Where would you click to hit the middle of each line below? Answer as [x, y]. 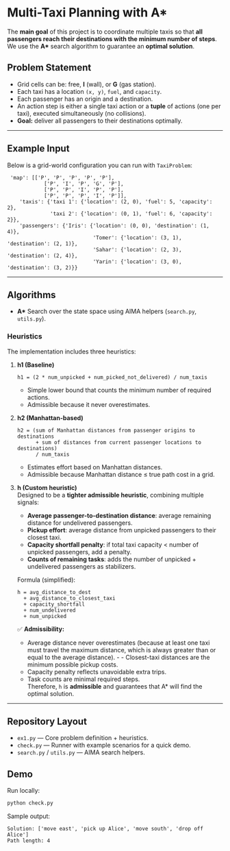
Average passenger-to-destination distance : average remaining [119, 515]
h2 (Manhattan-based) [50, 418]
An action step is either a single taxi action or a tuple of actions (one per [119, 106]
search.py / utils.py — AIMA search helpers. [81, 752]
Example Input [38, 149]
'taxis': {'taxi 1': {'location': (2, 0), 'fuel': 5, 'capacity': [116, 201]
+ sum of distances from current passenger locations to [118, 442]
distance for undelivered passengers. [80, 523]
